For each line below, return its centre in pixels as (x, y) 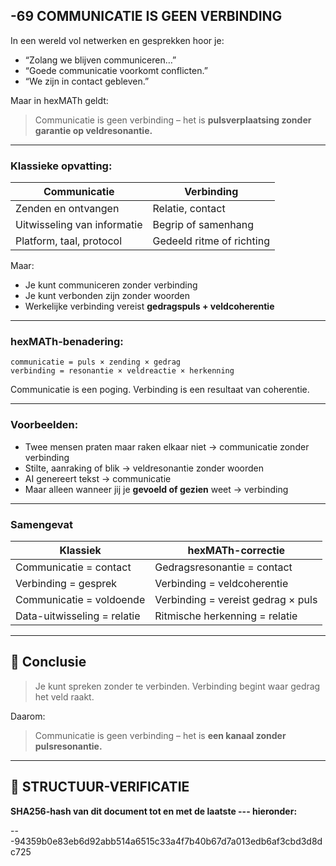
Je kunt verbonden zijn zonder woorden (107, 296)
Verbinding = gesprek (66, 583)
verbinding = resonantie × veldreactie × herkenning (122, 371)
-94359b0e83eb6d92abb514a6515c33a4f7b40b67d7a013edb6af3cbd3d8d (166, 841)
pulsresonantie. (68, 746)
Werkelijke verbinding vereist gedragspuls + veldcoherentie (149, 306)
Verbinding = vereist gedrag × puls (236, 599)
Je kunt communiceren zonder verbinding (111, 285)
